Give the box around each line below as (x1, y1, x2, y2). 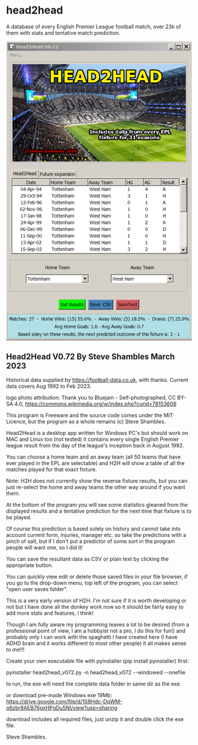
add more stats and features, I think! (6, 609, 94, 617)
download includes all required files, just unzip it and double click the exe (6, 716, 184, 723)
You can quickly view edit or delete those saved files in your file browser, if (6, 573, 188, 581)
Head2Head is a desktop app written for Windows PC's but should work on (6, 430, 189, 437)
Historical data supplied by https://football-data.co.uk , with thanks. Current (6, 377, 189, 384)
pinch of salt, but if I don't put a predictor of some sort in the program (6, 538, 175, 545)
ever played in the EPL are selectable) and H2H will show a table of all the (6, 460, 185, 467)
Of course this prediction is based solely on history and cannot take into (6, 525, 181, 532)
